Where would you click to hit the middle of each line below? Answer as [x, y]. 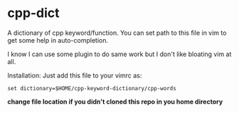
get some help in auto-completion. [58, 40]
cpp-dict [33, 13]
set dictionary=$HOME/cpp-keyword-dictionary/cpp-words [92, 88]
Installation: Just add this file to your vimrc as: [75, 75]
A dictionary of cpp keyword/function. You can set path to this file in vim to [117, 33]
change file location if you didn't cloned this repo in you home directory [115, 102]
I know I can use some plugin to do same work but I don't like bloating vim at [119, 54]
